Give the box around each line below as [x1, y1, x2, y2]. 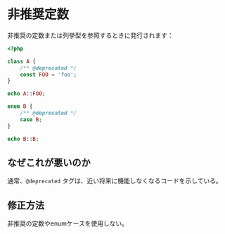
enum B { [7, 103, 33, 110]
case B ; [20, 116, 42, 123]
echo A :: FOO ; [7, 90, 46, 97]
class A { [7, 58, 37, 65]
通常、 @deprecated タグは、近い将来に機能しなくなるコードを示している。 [7, 177, 223, 185]
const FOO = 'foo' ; [20, 71, 77, 78]
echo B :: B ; [7, 135, 39, 142]
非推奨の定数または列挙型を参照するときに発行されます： [7, 31, 174, 39]
